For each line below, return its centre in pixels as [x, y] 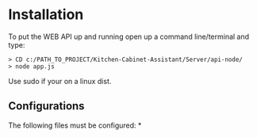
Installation [46, 15]
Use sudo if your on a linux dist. [60, 81]
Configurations [46, 106]
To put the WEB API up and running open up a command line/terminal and [129, 36]
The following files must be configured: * [75, 125]
